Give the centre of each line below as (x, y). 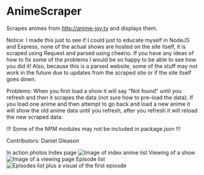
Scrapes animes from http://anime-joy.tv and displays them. (82, 28)
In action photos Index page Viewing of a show (101, 152)
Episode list (90, 159)
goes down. (21, 79)
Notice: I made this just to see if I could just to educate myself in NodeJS (98, 40)
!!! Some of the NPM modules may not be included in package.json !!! (93, 128)
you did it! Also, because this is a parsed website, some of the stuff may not (102, 66)
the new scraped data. (35, 117)
